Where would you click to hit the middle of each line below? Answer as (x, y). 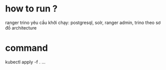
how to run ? (31, 9)
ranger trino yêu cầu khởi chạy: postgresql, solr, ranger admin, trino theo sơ (83, 22)
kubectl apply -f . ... (25, 62)
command (27, 48)
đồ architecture (21, 27)
